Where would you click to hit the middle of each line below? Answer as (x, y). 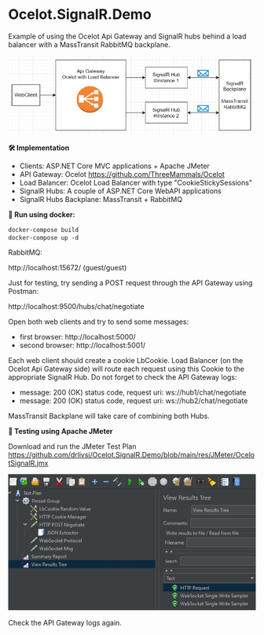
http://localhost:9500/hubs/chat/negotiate (76, 306)
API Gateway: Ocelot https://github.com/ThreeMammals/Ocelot (122, 174)
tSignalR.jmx (28, 463)
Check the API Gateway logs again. (65, 623)
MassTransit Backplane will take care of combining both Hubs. (109, 416)
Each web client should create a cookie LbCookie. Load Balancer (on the (126, 360)
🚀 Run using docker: (42, 215)
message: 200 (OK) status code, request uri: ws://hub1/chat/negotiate (133, 392)
